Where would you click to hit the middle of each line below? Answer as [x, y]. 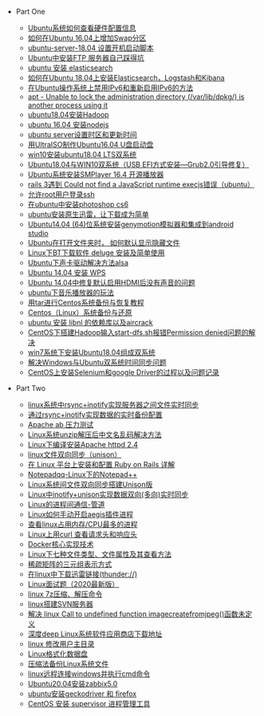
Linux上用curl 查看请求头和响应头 [83, 534]
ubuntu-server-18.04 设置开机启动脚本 [91, 48]
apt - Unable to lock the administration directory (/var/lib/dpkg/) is [136, 96]
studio [38, 233]
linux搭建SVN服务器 [60, 604]
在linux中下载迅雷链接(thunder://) [83, 574]
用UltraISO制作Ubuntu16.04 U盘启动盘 [91, 144]
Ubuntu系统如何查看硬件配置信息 [82, 28]
